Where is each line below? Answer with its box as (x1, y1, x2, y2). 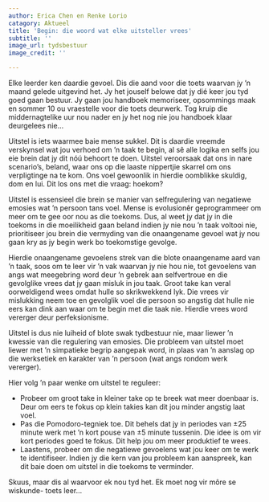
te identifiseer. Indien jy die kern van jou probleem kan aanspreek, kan (19, 453, 253, 463)
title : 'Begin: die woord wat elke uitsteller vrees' (8, 27, 193, 35)
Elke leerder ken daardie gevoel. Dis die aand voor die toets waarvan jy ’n (8, 78, 251, 88)
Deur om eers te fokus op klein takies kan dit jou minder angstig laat (19, 402, 246, 411)
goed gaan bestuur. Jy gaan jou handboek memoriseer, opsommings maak (8, 96, 256, 104)
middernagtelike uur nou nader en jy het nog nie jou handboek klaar (8, 112, 233, 121)
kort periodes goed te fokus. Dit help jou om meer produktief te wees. (19, 436, 251, 446)
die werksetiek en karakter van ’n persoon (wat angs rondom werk (8, 354, 228, 363)
